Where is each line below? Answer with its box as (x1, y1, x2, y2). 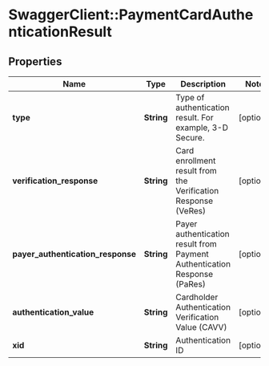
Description (179, 79, 227, 89)
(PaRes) (175, 279, 206, 290)
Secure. (175, 132, 205, 143)
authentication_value (12, 307, 94, 318)
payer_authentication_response (12, 249, 137, 259)
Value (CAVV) (175, 322, 227, 332)
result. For (175, 112, 214, 123)
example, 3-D (175, 122, 228, 133)
